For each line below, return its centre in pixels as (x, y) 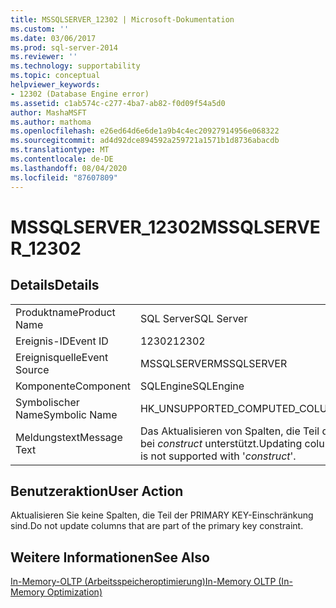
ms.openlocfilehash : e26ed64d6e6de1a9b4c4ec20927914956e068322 (145, 131)
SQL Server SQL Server (193, 318)
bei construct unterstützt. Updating (221, 443)
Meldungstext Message (69, 437)
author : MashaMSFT (48, 112)
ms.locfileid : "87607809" (64, 177)
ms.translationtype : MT (60, 150)
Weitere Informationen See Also (110, 557)
